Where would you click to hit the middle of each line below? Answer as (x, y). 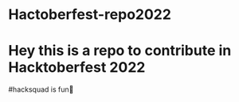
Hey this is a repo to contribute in (120, 51)
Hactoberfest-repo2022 (90, 15)
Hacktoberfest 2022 (77, 68)
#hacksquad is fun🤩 (41, 89)
